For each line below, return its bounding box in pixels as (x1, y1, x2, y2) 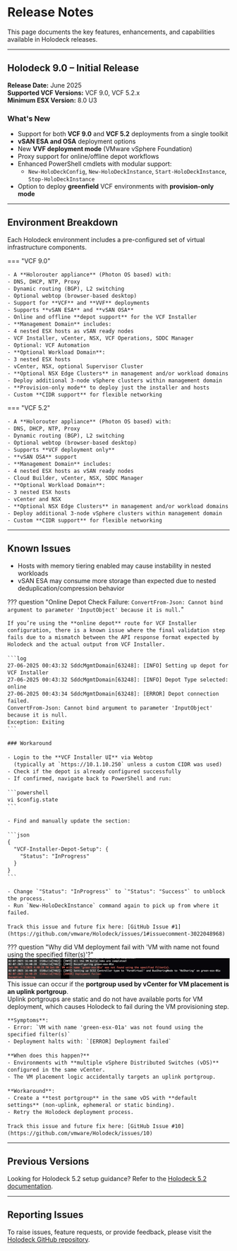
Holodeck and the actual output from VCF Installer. (7, 640, 166, 648)
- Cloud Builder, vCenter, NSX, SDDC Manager (7, 474, 143, 481)
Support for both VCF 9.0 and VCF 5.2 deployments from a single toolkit (17, 130, 229, 138)
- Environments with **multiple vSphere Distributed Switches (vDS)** (7, 1059, 219, 1066)
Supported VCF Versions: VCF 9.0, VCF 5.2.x (7, 88, 140, 97)
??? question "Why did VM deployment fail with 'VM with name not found (7, 942, 220, 951)
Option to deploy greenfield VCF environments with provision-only (17, 182, 214, 191)
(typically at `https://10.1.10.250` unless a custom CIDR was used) (13, 760, 222, 768)
